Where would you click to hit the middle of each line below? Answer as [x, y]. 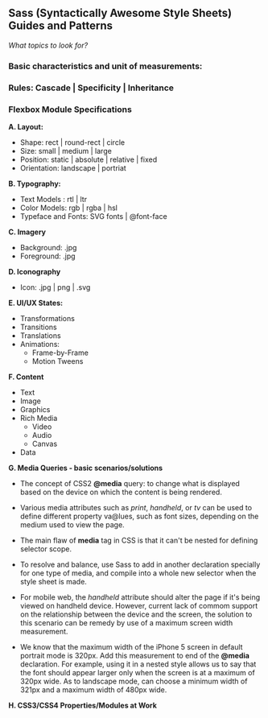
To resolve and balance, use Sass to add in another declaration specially [140, 564]
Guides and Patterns [61, 26]
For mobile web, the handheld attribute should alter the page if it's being [140, 597]
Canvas [45, 444]
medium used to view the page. [72, 524]
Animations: [40, 344]
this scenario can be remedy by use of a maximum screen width [126, 622]
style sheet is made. [53, 581]
